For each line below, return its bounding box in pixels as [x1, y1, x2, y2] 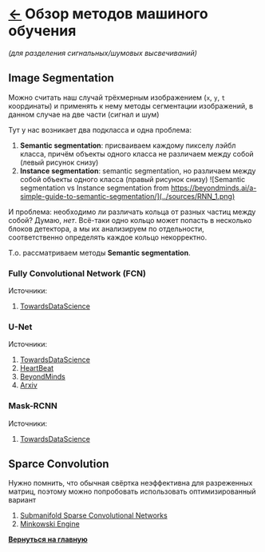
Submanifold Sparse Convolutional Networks [19, 510, 168, 520]
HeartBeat [19, 363, 54, 373]
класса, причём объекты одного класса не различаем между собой [19, 149, 254, 158]
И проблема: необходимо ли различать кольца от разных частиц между [8, 207, 256, 216]
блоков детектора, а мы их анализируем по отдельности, [8, 224, 205, 233]
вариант [8, 495, 37, 505]
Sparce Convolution [8, 457, 109, 471]
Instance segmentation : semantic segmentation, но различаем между [19, 165, 256, 176]
